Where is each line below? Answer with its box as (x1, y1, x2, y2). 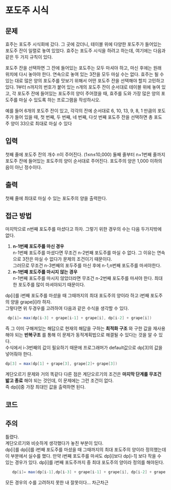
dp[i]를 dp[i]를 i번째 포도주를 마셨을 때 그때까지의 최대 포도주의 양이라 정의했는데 (5, 447, 166, 453)
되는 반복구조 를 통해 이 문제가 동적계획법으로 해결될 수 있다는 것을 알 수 (14, 332, 158, 338)
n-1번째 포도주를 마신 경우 (12, 243, 64, 250)
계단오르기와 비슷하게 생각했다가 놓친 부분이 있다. (5, 440, 104, 447)
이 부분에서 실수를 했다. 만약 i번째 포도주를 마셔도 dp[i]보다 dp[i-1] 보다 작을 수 (5, 453, 162, 459)
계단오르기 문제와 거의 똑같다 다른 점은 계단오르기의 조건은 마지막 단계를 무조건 (5, 371, 162, 377)
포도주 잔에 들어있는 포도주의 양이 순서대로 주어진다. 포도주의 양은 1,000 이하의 (5, 158, 162, 164)
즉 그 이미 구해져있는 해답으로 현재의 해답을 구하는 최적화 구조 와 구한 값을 (5, 325, 152, 331)
